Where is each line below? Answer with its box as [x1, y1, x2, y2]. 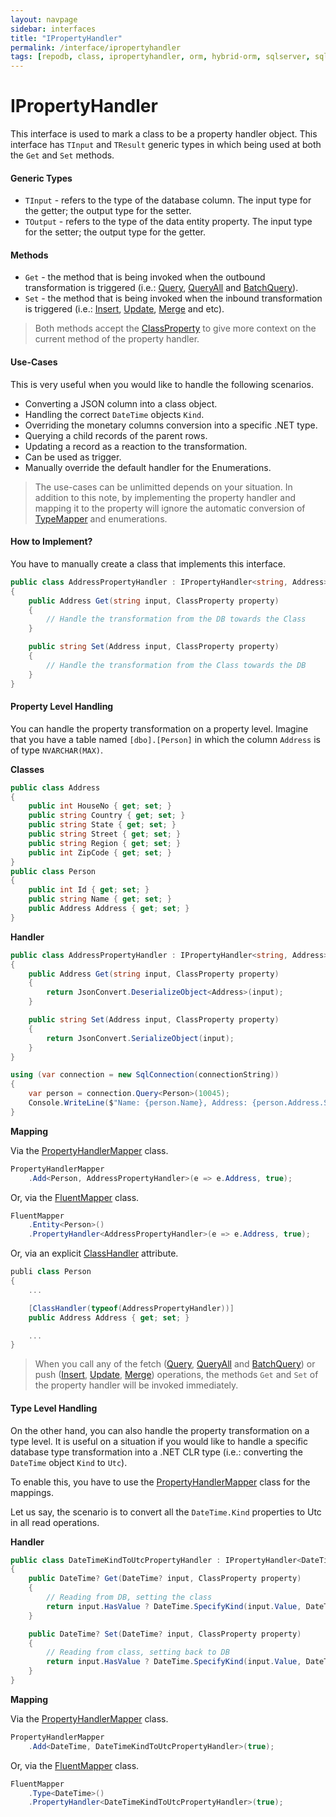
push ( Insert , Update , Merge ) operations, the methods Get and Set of [34, 1369, 319, 1381]
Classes [10, 763, 45, 775]
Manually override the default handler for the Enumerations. [24, 461, 272, 473]
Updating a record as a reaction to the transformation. [24, 440, 248, 452]
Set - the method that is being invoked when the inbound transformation [24, 292, 323, 305]
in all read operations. [10, 1516, 100, 1528]
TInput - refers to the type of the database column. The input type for [24, 194, 312, 206]
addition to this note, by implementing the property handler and [34, 491, 297, 503]
